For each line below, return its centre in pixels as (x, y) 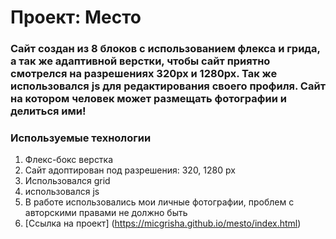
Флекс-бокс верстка (69, 160)
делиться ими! (48, 111)
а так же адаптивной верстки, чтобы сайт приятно (140, 61)
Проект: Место (76, 17)
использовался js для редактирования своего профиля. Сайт (168, 86)
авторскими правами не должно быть (106, 213)
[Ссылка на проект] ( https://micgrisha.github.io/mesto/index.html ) (163, 223)
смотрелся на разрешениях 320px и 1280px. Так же (144, 74)
